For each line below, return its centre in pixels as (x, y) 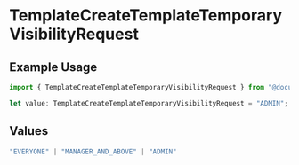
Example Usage (53, 67)
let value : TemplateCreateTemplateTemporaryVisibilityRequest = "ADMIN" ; (149, 103)
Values (29, 131)
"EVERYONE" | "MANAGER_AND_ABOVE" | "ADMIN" (93, 152)
